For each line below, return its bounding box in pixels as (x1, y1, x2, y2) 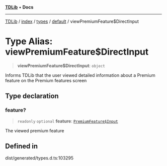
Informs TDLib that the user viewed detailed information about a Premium (5, 72, 156, 78)
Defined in (5, 142, 38, 151)
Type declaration (5, 92, 59, 101)
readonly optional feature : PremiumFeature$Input (17, 118, 118, 124)
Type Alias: (5, 36, 53, 47)
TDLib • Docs (5, 4, 34, 10)
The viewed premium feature (5, 127, 65, 133)
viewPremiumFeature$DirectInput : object (17, 62, 105, 68)
